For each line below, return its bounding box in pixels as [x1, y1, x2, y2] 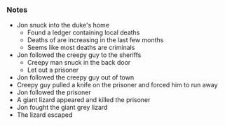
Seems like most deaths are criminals [27, 44, 135, 52]
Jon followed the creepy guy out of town [16, 73, 135, 82]
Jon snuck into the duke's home [16, 21, 110, 30]
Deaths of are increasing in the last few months [27, 36, 164, 44]
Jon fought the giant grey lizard [16, 103, 108, 112]
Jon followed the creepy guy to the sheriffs [16, 51, 142, 59]
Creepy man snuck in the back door [27, 58, 131, 67]
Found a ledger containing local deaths [27, 28, 140, 37]
